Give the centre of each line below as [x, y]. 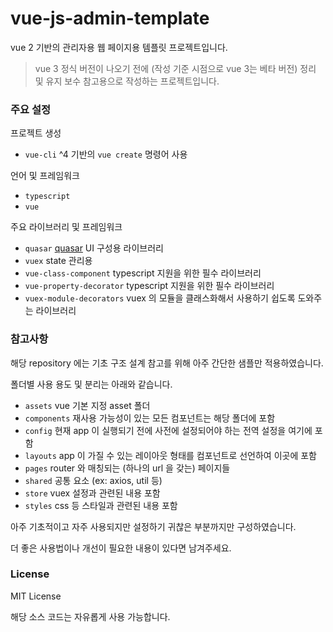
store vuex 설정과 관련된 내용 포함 [92, 493]
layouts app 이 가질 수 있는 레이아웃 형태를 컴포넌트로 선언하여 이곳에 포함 [170, 455]
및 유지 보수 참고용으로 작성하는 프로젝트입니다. [127, 81]
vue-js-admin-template [110, 18]
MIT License [36, 596]
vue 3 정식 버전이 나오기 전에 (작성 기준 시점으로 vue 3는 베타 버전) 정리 [175, 68]
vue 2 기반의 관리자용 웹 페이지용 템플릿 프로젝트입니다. [119, 47]
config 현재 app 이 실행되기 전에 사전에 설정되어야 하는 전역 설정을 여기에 [168, 430]
